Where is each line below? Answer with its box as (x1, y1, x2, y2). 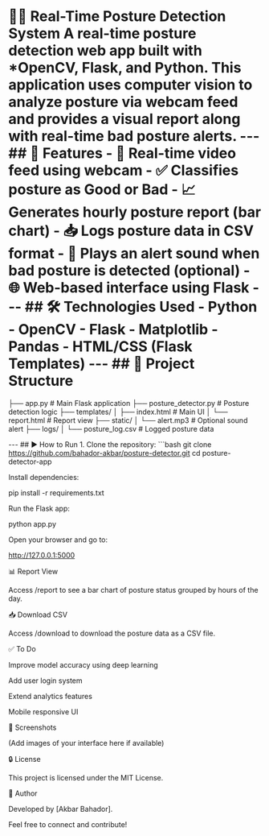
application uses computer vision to (8, 76, 253, 94)
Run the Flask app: (8, 503, 71, 513)
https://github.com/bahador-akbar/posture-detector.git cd (8, 448, 201, 457)
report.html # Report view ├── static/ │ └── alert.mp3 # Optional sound (8, 415, 248, 425)
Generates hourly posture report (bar (8, 203, 262, 221)
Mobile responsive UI (8, 706, 79, 716)
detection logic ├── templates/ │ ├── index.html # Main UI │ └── (8, 407, 229, 416)
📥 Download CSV (8, 610, 68, 619)
